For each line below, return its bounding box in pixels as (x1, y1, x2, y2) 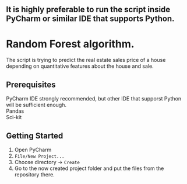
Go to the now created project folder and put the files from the (14, 165, 164, 172)
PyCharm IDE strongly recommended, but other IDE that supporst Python (6, 95, 182, 102)
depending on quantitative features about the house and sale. (6, 63, 154, 70)
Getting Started (6, 131, 63, 141)
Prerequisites (6, 79, 56, 89)
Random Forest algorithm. (6, 37, 135, 50)
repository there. (14, 171, 55, 178)
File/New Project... (14, 153, 65, 159)
